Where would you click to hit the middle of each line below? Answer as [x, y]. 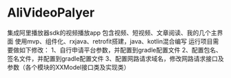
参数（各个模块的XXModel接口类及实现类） [69, 67]
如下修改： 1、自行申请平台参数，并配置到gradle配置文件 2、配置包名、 [120, 50]
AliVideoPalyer [51, 13]
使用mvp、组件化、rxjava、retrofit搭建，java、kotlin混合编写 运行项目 [114, 41]
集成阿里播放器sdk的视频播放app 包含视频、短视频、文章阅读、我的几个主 [112, 32]
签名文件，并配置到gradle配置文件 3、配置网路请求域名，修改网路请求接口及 [115, 58]
